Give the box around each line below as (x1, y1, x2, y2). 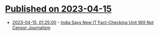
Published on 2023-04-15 (5, 3, 112, 15)
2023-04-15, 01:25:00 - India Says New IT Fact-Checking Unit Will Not (12, 19, 154, 25)
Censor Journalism (12, 24, 51, 30)
